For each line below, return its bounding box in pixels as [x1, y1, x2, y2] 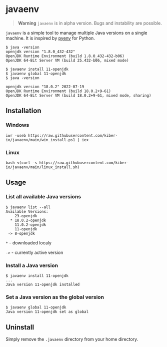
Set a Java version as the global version [5, 293, 104, 300]
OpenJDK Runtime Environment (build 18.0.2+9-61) [5, 89, 111, 94]
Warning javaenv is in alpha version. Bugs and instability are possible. [17, 20, 162, 26]
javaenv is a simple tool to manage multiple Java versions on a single [5, 30, 147, 36]
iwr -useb [5, 133, 26, 138]
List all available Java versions [5, 193, 81, 200]
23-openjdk [14, 213, 37, 218]
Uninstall [5, 323, 34, 331]
